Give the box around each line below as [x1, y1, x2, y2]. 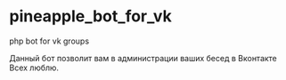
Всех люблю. [9, 62, 60, 73]
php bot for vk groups [9, 36, 90, 46]
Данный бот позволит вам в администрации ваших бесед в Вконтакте [9, 52, 278, 63]
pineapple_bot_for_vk [9, 6, 172, 27]
